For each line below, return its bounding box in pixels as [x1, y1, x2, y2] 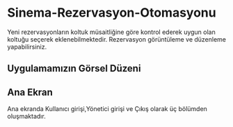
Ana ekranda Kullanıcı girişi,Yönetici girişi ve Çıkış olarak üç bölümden [7, 105, 207, 113]
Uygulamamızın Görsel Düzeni [7, 62, 141, 74]
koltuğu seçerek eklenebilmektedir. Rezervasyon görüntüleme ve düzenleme [7, 35, 227, 43]
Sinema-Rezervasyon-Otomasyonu [7, 5, 217, 21]
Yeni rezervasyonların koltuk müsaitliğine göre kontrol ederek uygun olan [7, 28, 216, 36]
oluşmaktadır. [7, 112, 47, 121]
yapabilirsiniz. [7, 42, 47, 51]
